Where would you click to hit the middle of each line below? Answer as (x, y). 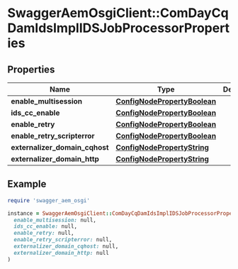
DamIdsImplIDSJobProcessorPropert (119, 28)
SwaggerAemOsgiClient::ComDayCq (118, 13)
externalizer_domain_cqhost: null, (66, 246)
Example (27, 184)
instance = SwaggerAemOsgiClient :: (60, 213)
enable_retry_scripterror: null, (63, 240)
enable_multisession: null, (55, 220)
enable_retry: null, (44, 233)
